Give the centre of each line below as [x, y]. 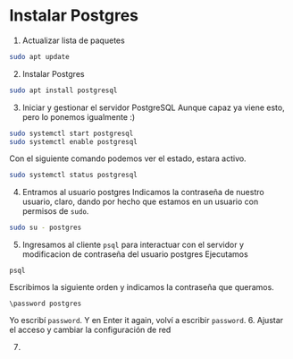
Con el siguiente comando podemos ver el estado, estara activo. [128, 158]
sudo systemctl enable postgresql [74, 141]
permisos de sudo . [55, 211]
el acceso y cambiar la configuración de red [90, 330]
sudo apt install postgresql [63, 90]
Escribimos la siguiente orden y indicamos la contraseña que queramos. [142, 287]
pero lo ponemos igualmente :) [79, 116]
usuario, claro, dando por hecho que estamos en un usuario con [140, 201]
